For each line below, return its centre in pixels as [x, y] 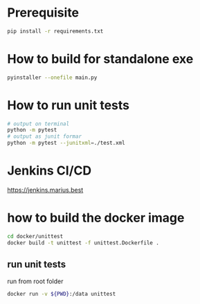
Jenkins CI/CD [49, 171]
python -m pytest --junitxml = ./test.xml [66, 143]
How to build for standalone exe [100, 59]
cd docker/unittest [35, 236]
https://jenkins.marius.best [45, 190]
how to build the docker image [96, 218]
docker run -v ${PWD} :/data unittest [62, 294]
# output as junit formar [44, 136]
